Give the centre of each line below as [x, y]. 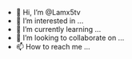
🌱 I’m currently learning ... [58, 29]
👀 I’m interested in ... [50, 21]
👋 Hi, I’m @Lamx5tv [48, 12]
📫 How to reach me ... [53, 47]
